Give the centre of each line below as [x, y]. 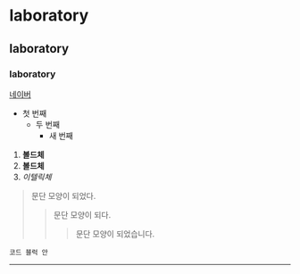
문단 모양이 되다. [82, 214]
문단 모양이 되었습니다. [115, 234]
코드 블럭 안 [29, 252]
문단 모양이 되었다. [63, 195]
